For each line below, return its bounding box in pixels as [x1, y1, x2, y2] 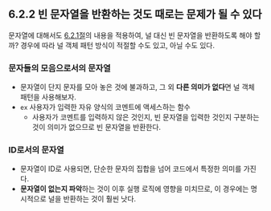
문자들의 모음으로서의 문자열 [8, 63, 111, 74]
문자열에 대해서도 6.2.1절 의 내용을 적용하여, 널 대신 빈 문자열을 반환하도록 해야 [8, 30, 253, 40]
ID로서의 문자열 [8, 144, 64, 156]
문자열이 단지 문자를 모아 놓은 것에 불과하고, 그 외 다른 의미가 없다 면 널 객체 [19, 83, 255, 92]
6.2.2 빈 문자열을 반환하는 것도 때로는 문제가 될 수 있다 [8, 7, 262, 22]
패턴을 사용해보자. [19, 92, 76, 102]
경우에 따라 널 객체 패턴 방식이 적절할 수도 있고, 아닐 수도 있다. [19, 40, 216, 50]
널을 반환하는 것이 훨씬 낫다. [47, 194, 137, 204]
